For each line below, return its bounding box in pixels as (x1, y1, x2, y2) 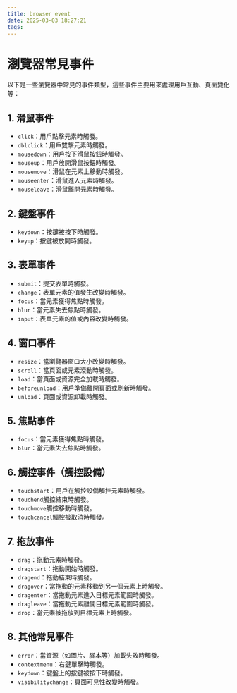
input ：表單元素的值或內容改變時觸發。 (17, 314, 133, 323)
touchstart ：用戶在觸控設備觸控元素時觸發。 (17, 486, 149, 495)
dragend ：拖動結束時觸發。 (17, 573, 96, 582)
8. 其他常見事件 (7, 631, 74, 643)
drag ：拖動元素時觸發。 (17, 556, 87, 564)
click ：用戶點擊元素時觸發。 (17, 132, 102, 141)
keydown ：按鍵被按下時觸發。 (17, 227, 102, 236)
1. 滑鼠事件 (7, 112, 54, 124)
